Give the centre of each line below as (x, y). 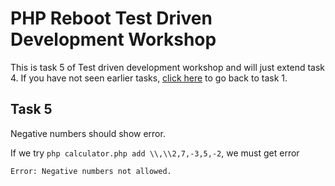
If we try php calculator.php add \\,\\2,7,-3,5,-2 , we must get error (155, 153)
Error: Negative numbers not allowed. (91, 171)
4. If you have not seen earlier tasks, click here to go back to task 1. (149, 78)
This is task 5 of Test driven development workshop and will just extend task (168, 67)
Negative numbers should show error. (88, 133)
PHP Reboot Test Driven (111, 18)
